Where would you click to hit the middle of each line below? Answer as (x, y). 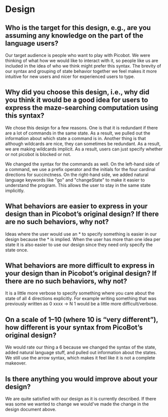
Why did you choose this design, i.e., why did (77, 92)
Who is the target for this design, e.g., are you (78, 28)
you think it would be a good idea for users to (77, 100)
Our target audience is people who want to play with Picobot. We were (78, 55)
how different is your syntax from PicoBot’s (74, 327)
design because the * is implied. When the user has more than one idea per (83, 239)
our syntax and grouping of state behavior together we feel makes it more (81, 71)
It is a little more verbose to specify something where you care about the (80, 293)
